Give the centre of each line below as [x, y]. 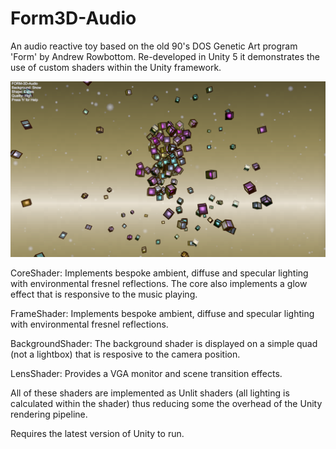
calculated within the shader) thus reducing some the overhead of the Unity [166, 404]
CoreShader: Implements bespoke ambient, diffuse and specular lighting [159, 273]
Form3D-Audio [73, 18]
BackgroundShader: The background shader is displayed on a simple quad [164, 344]
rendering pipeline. [49, 414]
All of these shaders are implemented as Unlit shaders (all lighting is [150, 393]
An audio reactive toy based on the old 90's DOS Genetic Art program [154, 46]
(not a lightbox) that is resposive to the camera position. [125, 354]
